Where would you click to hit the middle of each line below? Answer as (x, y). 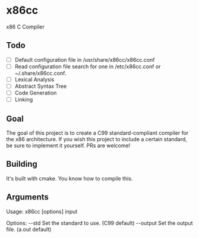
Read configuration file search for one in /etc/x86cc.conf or (88, 66)
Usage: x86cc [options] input (42, 211)
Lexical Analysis (34, 79)
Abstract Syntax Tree (41, 86)
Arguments (28, 197)
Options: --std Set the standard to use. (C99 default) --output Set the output (99, 223)
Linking (24, 100)
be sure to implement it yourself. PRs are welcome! (68, 145)
